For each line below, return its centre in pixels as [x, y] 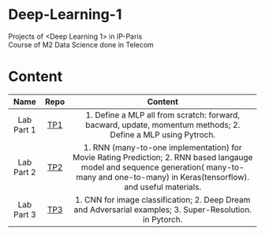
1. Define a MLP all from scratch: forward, [163, 114]
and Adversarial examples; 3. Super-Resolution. [163, 209]
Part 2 [25, 172]
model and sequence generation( [143, 167]
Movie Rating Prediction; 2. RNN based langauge [162, 157]
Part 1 [25, 129]
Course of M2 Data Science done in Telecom [81, 44]
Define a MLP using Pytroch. [162, 134]
